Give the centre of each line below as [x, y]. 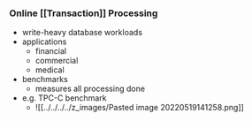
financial [51, 51]
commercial [57, 61]
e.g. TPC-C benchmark [64, 98]
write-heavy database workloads [82, 33]
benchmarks [45, 79]
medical [50, 70]
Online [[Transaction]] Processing [84, 13]
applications [44, 42]
